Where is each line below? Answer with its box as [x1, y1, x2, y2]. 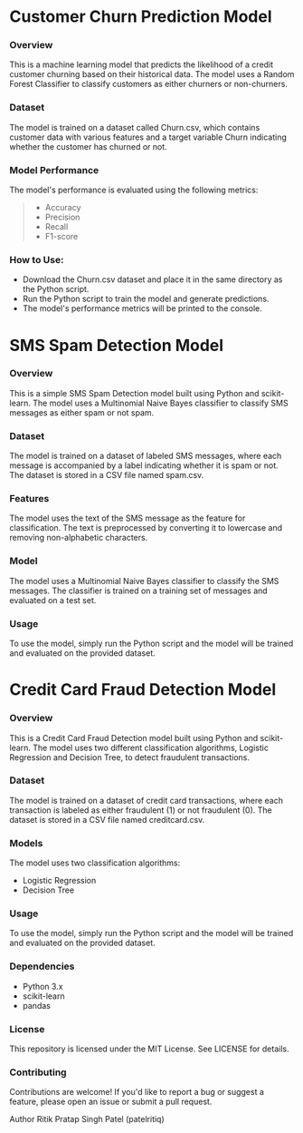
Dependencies [9, 960, 75, 972]
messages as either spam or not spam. [9, 406, 155, 418]
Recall [44, 221, 69, 232]
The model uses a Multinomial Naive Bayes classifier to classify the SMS [9, 575, 279, 586]
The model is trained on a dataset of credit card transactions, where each [9, 795, 283, 806]
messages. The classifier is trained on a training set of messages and [9, 585, 269, 596]
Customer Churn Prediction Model [9, 6, 272, 27]
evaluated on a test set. [9, 594, 97, 605]
